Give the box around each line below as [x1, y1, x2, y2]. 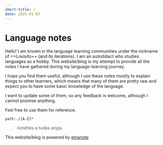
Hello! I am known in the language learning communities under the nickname [5, 48, 158, 54]
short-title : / [5, 7, 36, 12]
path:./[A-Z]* [5, 116, 34, 121]
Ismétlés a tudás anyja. [16, 125, 63, 131]
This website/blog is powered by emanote [5, 134, 89, 140]
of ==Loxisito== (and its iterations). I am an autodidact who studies [5, 54, 139, 59]
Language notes [5, 32, 72, 43]
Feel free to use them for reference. [5, 107, 76, 113]
